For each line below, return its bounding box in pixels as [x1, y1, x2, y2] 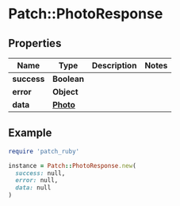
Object [52, 87, 79, 97]
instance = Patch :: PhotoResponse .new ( [8, 161, 136, 169]
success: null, [15, 169, 66, 177]
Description [91, 60, 137, 71]
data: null [15, 184, 52, 192]
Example [8, 126, 52, 140]
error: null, [15, 177, 59, 185]
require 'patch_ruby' [8, 147, 80, 155]
